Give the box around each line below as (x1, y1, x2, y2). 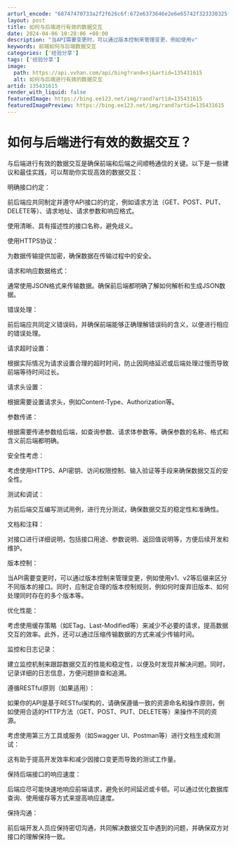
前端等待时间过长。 (7, 368, 63, 376)
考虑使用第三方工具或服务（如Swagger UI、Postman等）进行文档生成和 (7, 731, 214, 739)
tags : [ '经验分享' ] (7, 56, 60, 63)
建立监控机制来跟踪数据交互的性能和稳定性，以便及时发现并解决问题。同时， (7, 660, 229, 668)
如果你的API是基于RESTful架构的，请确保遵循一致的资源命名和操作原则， (7, 698, 219, 707)
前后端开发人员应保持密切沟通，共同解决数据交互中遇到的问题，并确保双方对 (7, 823, 229, 832)
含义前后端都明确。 (7, 436, 63, 444)
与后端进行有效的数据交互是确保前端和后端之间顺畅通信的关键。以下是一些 (7, 159, 223, 168)
